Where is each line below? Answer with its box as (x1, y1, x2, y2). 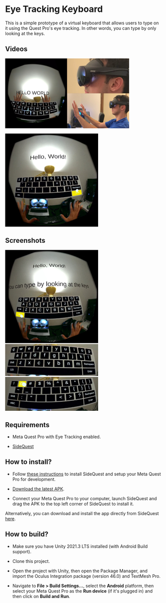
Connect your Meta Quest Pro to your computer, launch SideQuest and (12, 495, 157, 501)
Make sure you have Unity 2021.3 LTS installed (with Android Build (12, 543, 148, 549)
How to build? (5, 530, 49, 538)
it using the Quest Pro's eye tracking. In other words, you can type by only (5, 25, 157, 31)
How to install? (5, 458, 52, 466)
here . (5, 516, 16, 522)
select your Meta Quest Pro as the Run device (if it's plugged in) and (12, 588, 153, 594)
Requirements (5, 421, 50, 429)
